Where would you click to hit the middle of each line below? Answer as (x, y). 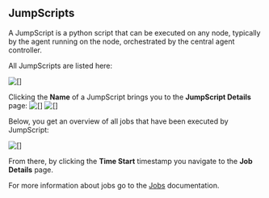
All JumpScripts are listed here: (61, 65)
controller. (25, 50)
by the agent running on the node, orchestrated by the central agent (122, 41)
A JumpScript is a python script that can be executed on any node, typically (134, 32)
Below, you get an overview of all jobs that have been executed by (118, 121)
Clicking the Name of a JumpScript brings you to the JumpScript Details (130, 97)
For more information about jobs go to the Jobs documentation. (114, 185)
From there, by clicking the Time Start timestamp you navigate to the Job (130, 161)
